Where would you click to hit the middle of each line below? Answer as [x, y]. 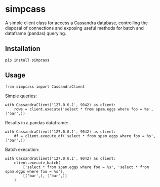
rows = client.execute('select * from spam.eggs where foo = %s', [84, 109]
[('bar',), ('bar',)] [45, 176]
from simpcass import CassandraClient [45, 87]
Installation [23, 49]
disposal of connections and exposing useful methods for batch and [75, 28]
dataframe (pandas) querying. [36, 33]
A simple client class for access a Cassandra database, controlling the [77, 23]
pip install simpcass [27, 60]
